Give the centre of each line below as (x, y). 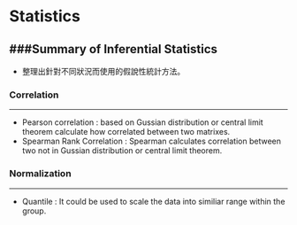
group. (34, 211)
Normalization (41, 174)
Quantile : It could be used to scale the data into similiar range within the (153, 201)
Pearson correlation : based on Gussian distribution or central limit (142, 122)
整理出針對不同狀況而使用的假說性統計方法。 (103, 71)
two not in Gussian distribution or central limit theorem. (122, 151)
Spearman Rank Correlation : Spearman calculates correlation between (151, 141)
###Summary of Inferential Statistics (114, 49)
